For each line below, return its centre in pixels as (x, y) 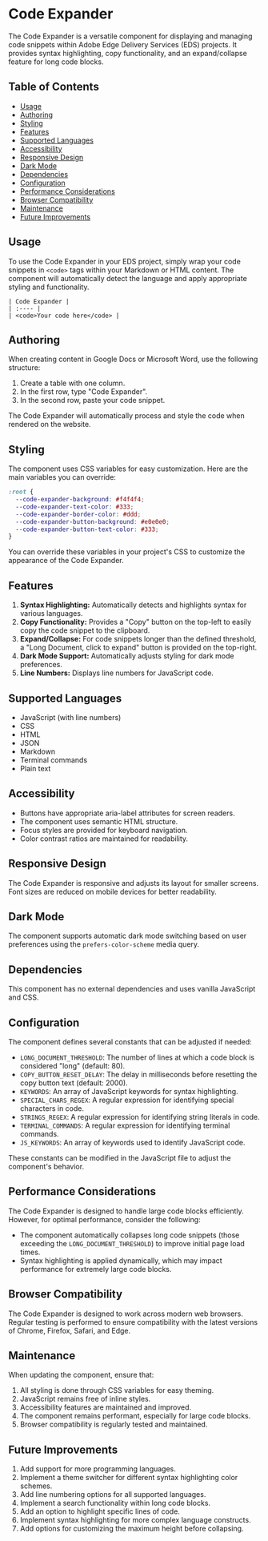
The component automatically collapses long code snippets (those (130, 1235)
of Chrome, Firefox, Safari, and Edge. (70, 1330)
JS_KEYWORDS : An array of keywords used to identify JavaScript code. (132, 1143)
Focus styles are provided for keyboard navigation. (104, 830)
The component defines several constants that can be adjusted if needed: (130, 1042)
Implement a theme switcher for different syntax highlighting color (129, 1478)
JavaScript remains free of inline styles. (85, 1399)
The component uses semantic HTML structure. (99, 821)
